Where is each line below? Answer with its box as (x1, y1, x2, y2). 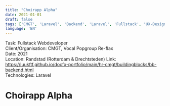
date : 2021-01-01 (5, 12, 42, 17)
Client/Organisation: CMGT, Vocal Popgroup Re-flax (5, 45, 114, 51)
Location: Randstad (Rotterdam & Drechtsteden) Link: (5, 56, 116, 62)
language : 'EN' (5, 26, 37, 31)
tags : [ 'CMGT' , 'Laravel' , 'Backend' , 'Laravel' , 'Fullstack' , (5, 21, 142, 27)
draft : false (5, 17, 33, 22)
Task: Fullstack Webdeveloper (5, 40, 68, 46)
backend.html (5, 67, 34, 73)
